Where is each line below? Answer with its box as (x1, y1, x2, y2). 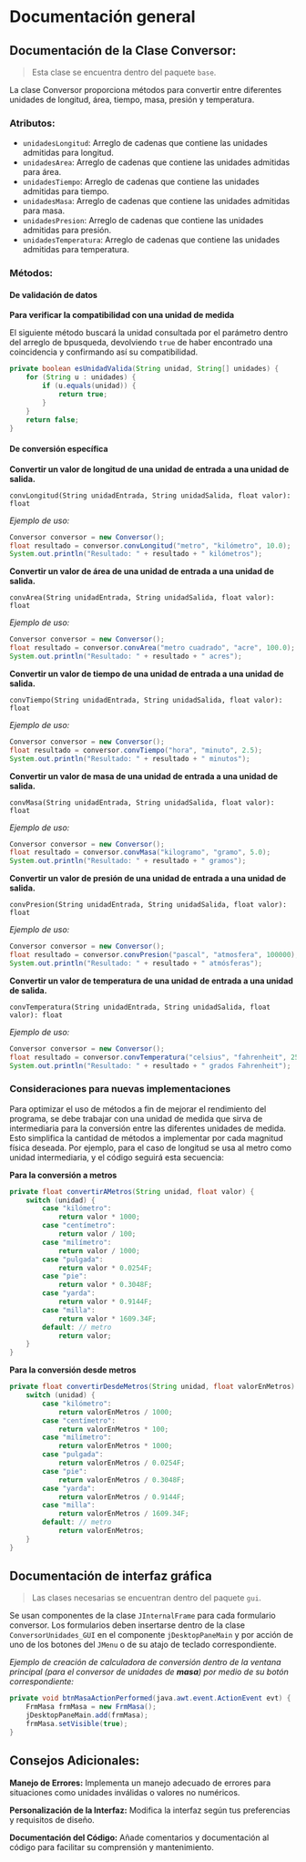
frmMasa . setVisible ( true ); (25, 1720, 128, 1729)
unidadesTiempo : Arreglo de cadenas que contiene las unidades (22, 176, 260, 188)
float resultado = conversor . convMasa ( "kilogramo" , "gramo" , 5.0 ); (9, 848, 271, 858)
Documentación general (9, 6, 196, 27)
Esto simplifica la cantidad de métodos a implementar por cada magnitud (9, 1132, 284, 1143)
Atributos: (9, 117, 56, 129)
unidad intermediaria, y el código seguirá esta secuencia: (9, 1151, 225, 1163)
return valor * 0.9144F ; (57, 1297, 153, 1307)
